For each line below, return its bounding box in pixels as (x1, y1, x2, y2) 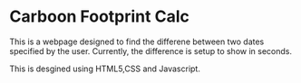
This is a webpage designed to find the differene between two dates (9, 36, 265, 47)
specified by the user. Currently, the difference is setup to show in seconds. (9, 45, 293, 56)
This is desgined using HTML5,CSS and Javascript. (9, 63, 201, 74)
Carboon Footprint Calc (9, 6, 190, 27)
